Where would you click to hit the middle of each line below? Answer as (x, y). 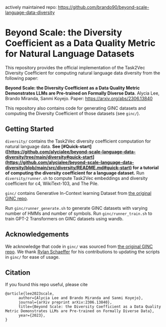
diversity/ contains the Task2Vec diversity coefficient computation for (78, 141)
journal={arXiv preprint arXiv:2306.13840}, (65, 303)
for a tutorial (146, 167)
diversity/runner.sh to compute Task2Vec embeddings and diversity (77, 178)
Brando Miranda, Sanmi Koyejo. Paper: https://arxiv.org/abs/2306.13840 (79, 98)
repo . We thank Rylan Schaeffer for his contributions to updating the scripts (83, 252)
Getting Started (30, 129)
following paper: (22, 78)
